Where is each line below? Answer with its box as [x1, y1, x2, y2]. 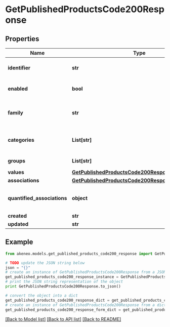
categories [8, 137, 34, 143]
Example [5, 238, 33, 247]
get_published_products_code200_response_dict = [5, 298, 110, 303]
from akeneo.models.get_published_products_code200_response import [5, 251, 153, 256]
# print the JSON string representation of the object [5, 279, 123, 284]
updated [8, 221, 29, 227]
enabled [8, 85, 28, 92]
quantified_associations [8, 195, 67, 201]
